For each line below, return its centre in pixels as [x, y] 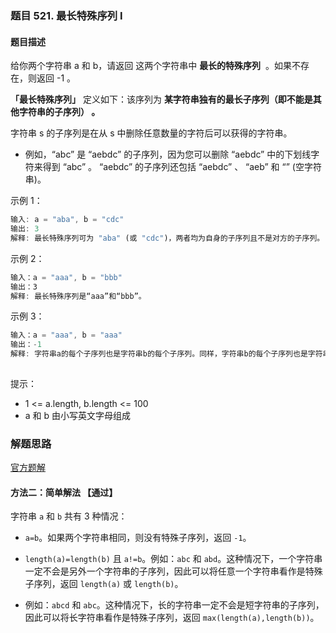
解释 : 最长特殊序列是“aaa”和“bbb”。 [78, 296]
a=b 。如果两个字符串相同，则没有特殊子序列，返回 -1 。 [138, 538]
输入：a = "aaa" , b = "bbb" [66, 277]
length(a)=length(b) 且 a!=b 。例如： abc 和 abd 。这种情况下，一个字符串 [173, 559]
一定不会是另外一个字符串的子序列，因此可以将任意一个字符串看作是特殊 [173, 571]
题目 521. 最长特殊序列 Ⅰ [66, 15]
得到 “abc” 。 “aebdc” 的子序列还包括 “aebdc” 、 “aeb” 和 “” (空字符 [182, 167]
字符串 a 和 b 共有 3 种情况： [69, 516]
